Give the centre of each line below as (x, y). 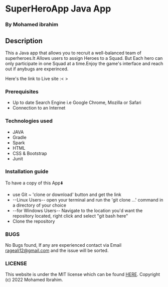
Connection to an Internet (39, 108)
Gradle (19, 137)
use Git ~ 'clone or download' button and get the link (67, 195)
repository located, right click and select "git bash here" (70, 216)
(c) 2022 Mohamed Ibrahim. (34, 280)
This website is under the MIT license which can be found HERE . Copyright (83, 274)
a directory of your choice (39, 205)
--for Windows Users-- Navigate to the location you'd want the (77, 210)
